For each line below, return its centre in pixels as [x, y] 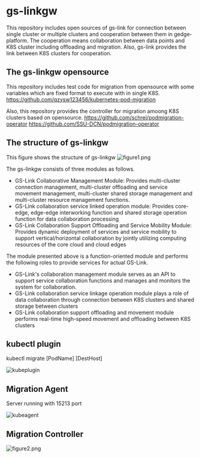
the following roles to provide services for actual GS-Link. [77, 262]
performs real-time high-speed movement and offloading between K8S [103, 319]
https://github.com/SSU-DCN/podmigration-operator [94, 124]
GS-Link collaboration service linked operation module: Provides [94, 206]
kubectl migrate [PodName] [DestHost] [54, 358]
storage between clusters [46, 306]
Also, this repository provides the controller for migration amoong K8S [93, 111]
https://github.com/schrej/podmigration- [134, 117]
